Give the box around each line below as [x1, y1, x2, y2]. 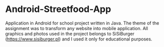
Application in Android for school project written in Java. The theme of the [5, 20, 159, 26]
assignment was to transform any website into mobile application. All [5, 25, 148, 31]
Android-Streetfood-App [5, 3, 112, 15]
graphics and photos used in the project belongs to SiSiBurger [5, 30, 135, 36]
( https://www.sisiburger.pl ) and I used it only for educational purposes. [5, 36, 152, 42]
